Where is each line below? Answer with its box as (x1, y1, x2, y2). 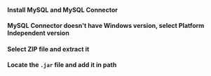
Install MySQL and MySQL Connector (7, 6, 118, 14)
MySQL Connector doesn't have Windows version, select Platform (7, 22, 205, 30)
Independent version (7, 29, 70, 38)
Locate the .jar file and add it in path (7, 61, 117, 69)
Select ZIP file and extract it (7, 45, 90, 53)
